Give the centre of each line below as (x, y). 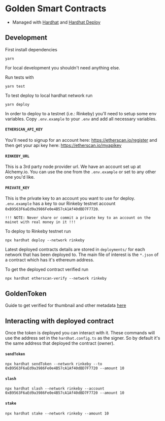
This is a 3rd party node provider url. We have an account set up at (73, 167)
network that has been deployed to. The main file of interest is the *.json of (82, 255)
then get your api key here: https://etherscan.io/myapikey (63, 145)
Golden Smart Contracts (56, 9)
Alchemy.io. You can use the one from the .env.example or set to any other (81, 172)
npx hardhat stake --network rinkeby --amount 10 (57, 413)
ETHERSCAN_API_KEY (24, 130)
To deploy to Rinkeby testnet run (38, 231)
